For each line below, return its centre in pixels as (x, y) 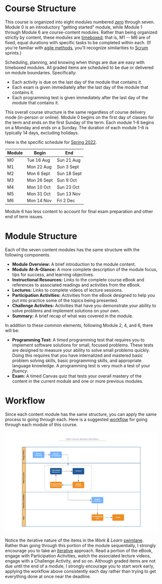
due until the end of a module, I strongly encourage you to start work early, (80, 566)
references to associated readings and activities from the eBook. (76, 285)
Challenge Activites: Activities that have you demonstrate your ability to (84, 305)
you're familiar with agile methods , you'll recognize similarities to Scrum (77, 48)
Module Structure (41, 236)
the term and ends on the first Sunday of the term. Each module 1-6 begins (80, 122)
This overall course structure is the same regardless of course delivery (75, 112)
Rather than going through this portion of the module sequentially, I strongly (81, 545)
